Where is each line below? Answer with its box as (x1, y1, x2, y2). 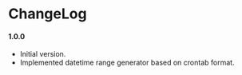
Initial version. (19, 49, 66, 59)
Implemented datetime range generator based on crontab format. (19, 57, 235, 68)
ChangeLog (8, 5, 87, 23)
